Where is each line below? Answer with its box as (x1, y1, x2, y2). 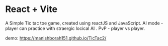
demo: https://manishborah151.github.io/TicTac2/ (5, 35, 107, 41)
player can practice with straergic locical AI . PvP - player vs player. (5, 25, 145, 31)
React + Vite (5, 3, 58, 15)
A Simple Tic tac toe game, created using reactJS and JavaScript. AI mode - (5, 20, 163, 26)
